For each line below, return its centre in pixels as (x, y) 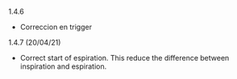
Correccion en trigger (56, 27)
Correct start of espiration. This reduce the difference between (125, 58)
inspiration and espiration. (63, 66)
